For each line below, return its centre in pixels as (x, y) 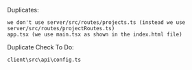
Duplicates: (23, 10)
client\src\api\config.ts (44, 60)
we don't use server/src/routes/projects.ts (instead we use (96, 23)
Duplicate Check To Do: (40, 47)
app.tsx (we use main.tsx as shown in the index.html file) (95, 34)
